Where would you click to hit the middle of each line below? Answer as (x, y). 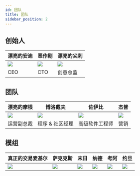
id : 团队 (13, 10)
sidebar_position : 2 (27, 19)
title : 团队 (17, 14)
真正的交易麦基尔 (28, 158)
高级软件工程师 (96, 124)
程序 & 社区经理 (56, 124)
